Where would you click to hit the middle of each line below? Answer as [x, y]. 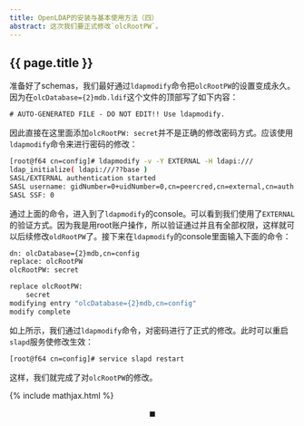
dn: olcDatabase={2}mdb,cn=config [75, 253]
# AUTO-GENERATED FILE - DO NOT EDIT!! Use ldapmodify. [117, 114]
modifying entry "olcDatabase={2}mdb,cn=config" [103, 303]
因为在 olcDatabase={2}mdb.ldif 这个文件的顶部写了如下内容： [124, 97]
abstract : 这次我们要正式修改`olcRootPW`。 [86, 26]
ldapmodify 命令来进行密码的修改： [74, 144]
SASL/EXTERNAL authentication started [83, 178]
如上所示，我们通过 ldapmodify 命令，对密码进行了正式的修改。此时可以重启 [149, 330]
